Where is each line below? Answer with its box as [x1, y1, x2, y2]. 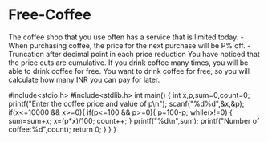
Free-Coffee [8, 6, 91, 24]
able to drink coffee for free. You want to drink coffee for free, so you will [8, 66, 250, 75]
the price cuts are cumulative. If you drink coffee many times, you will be [8, 58, 249, 67]
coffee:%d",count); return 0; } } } [8, 124, 117, 134]
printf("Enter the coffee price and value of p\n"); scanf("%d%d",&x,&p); [8, 99, 245, 108]
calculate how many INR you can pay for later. [8, 75, 160, 84]
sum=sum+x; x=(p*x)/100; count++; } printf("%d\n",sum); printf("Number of [8, 116, 260, 125]
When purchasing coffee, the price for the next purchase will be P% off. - [8, 40, 251, 50]
